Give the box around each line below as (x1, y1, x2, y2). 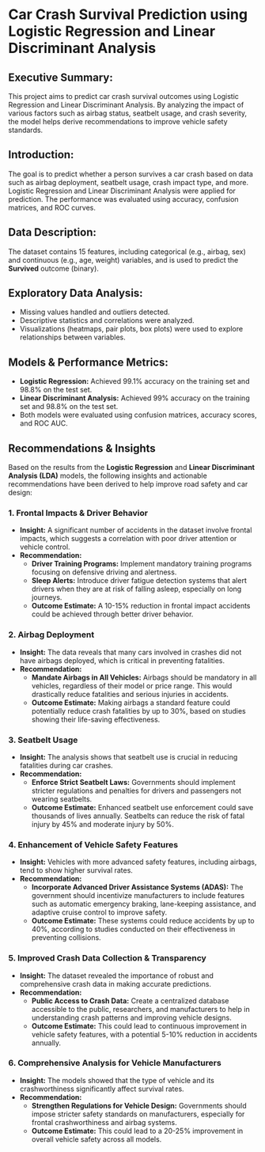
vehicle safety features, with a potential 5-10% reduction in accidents (31, 1029, 258, 1039)
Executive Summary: (8, 70, 113, 84)
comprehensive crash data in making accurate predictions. (19, 979, 212, 988)
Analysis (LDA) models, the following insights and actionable (8, 471, 207, 480)
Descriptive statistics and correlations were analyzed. (19, 316, 195, 325)
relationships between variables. (19, 332, 126, 342)
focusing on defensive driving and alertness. (31, 567, 177, 577)
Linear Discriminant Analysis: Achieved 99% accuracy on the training (19, 393, 251, 403)
